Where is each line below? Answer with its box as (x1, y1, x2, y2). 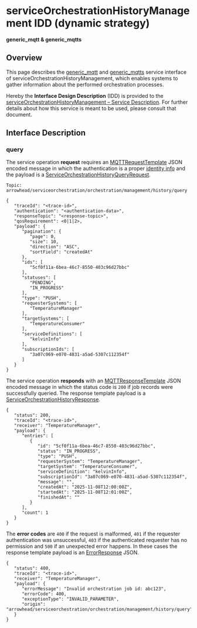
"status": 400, (13, 565, 51, 572)
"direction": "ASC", (29, 244, 80, 250)
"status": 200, (13, 412, 51, 418)
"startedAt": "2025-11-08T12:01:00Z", (37, 489, 133, 496)
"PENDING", (29, 280, 57, 286)
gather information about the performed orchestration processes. (6, 81, 164, 88)
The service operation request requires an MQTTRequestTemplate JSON (6, 159, 183, 166)
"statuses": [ (21, 275, 57, 281)
